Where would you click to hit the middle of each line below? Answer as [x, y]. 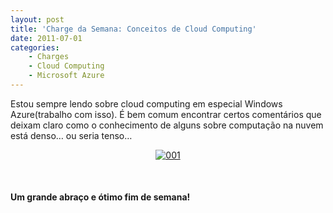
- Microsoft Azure [66, 76]
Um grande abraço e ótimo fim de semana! [100, 197]
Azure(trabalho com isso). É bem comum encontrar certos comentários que [166, 114]
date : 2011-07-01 [46, 38]
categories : [35, 47]
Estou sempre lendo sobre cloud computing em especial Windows [146, 103]
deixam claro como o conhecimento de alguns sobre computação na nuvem [167, 125]
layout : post [37, 19]
